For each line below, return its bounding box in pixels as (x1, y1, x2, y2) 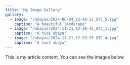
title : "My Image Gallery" (5, 7, 62, 13)
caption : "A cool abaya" (14, 40, 67, 45)
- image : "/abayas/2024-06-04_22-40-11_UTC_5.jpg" (10, 17, 119, 22)
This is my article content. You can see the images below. (5, 54, 125, 60)
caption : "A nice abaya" (14, 31, 67, 36)
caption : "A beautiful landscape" (14, 21, 87, 27)
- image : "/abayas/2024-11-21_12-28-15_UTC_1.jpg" (10, 26, 119, 31)
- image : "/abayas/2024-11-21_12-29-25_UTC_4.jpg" (10, 36, 119, 41)
